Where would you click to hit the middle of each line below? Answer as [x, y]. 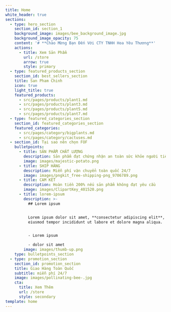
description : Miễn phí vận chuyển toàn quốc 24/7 [77, 171]
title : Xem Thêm [36, 288]
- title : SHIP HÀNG [39, 166]
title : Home [18, 10]
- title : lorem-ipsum [42, 194]
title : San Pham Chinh [38, 81]
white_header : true [26, 15]
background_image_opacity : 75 [47, 39]
